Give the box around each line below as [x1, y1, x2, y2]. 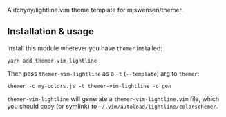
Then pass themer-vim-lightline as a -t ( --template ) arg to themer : [7, 69, 200, 78]
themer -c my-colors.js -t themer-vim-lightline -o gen [7, 83, 171, 89]
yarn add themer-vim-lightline [7, 57, 97, 64]
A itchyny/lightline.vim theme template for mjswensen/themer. [7, 6, 183, 14]
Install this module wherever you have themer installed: [7, 44, 162, 52]
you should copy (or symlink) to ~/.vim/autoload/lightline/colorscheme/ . [7, 102, 218, 110]
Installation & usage [7, 25, 95, 37]
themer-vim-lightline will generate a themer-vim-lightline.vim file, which [7, 94, 220, 103]
